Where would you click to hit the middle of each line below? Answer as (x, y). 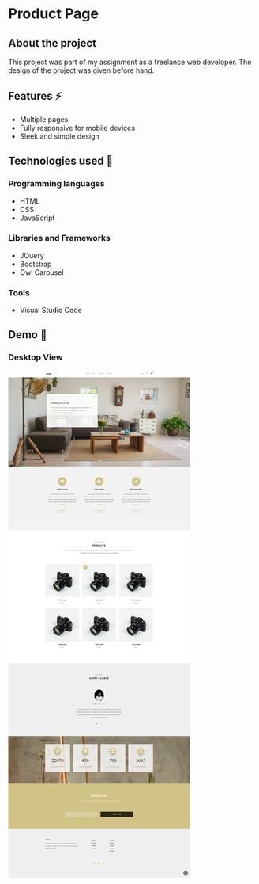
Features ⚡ (35, 96)
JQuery (32, 255)
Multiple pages (44, 119)
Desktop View (36, 357)
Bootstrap (36, 264)
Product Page (53, 14)
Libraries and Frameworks (59, 238)
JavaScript (37, 218)
